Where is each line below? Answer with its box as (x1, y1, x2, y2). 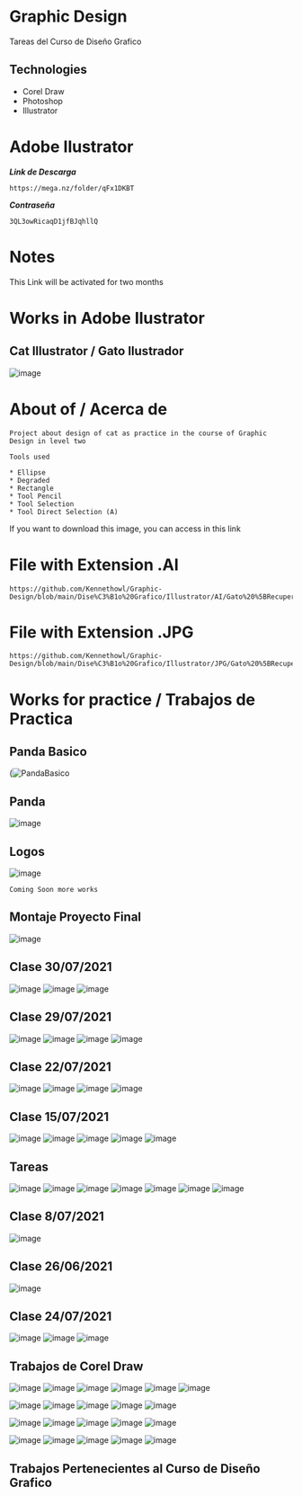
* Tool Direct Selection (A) (9, 507, 119, 516)
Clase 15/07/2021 (9, 1109, 110, 1125)
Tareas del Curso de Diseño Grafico (9, 36, 142, 47)
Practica (9, 708, 74, 729)
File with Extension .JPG (9, 622, 194, 642)
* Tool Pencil (9, 492, 63, 501)
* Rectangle (9, 484, 54, 493)
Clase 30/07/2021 (9, 959, 112, 975)
